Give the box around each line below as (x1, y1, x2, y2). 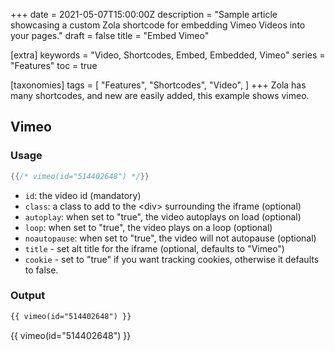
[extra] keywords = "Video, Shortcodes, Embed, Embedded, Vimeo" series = (10, 49, 326, 61)
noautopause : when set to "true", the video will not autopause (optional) (24, 232, 317, 244)
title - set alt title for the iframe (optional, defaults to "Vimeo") (24, 242, 285, 254)
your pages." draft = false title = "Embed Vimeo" (10, 30, 210, 41)
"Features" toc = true (10, 60, 98, 71)
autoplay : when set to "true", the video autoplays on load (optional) (24, 210, 302, 223)
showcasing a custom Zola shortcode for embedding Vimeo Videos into (10, 19, 306, 31)
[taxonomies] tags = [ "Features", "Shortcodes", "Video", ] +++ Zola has (10, 79, 307, 91)
